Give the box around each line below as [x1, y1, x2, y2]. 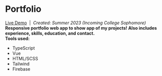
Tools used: [5, 36, 30, 41]
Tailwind [12, 61, 30, 67]
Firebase [12, 66, 31, 72]
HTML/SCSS [12, 55, 39, 61]
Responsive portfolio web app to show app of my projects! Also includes [5, 25, 157, 31]
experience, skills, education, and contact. [5, 30, 95, 36]
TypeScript [12, 45, 35, 51]
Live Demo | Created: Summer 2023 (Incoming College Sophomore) [5, 20, 146, 26]
